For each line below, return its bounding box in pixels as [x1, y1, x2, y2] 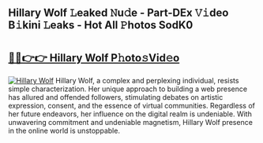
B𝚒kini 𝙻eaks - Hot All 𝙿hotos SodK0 [8, 19, 193, 32]
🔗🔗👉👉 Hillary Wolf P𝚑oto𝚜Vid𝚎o [8, 51, 180, 64]
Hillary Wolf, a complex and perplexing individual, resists [54, 76, 239, 85]
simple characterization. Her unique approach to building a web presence [8, 84, 247, 93]
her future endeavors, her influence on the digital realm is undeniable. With [8, 109, 253, 119]
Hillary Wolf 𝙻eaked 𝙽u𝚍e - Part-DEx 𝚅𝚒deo [8, 6, 229, 20]
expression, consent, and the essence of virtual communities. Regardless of [8, 101, 255, 110]
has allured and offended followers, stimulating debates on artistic [8, 93, 224, 101]
